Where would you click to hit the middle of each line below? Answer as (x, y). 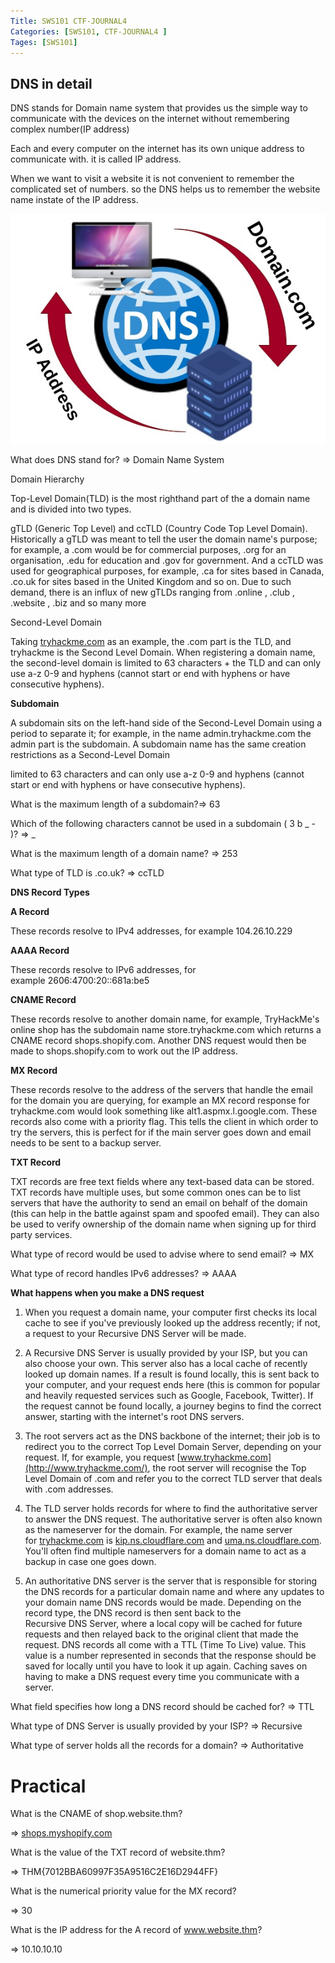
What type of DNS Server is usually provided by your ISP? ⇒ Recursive (156, 1726)
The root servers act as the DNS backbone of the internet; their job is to (172, 1436)
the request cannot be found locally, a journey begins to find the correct (173, 1406)
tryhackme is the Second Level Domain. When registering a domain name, (163, 652)
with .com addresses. (69, 1489)
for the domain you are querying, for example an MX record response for (160, 1101)
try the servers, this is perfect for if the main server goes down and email (161, 1132)
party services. (41, 1235)
